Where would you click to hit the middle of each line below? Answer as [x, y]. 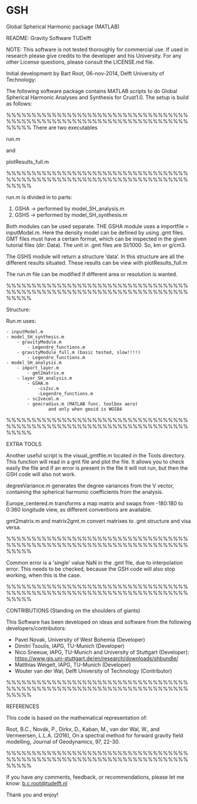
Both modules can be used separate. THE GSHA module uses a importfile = [98, 226]
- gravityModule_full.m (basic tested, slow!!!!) [79, 352]
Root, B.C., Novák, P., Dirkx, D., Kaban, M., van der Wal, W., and [83, 729]
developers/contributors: [36, 628]
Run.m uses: [21, 321]
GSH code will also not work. [41, 474]
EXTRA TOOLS [24, 444]
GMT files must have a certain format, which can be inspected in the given [96, 239]
